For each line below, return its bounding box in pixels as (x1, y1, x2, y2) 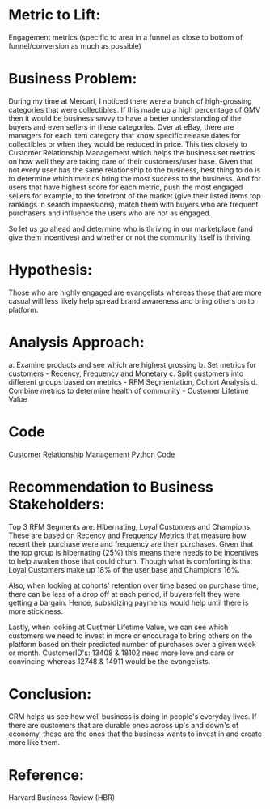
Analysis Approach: (8, 334, 145, 351)
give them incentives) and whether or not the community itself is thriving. (8, 232, 252, 242)
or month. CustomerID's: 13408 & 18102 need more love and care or (8, 648, 234, 658)
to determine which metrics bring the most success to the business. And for (8, 173, 261, 183)
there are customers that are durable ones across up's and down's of (8, 720, 239, 730)
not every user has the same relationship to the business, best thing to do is (8, 164, 261, 175)
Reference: (8, 765, 85, 784)
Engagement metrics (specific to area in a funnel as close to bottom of (8, 32, 243, 42)
